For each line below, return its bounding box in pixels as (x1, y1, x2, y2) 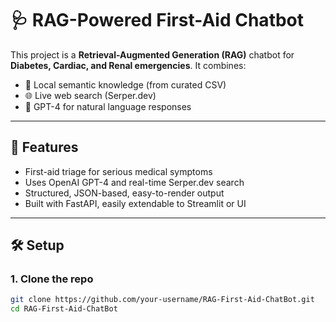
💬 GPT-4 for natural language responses (24, 100, 192, 112)
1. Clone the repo (10, 272, 94, 286)
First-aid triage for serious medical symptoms (24, 165, 213, 177)
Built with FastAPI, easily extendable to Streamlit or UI (24, 197, 247, 209)
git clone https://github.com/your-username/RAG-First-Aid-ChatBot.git (10, 295, 315, 305)
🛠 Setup (10, 237, 65, 254)
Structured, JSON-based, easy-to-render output (24, 187, 225, 199)
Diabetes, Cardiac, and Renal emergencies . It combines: (10, 59, 247, 71)
